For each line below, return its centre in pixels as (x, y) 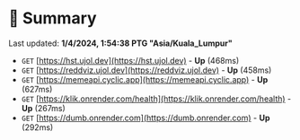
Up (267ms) (44, 108)
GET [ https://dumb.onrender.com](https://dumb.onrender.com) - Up (146, 118)
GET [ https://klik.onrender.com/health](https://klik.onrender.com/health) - (156, 99)
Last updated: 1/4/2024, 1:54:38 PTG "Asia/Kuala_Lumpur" (120, 43)
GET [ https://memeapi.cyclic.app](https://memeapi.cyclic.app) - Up (145, 79)
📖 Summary (53, 18)
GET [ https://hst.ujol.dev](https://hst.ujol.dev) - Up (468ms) (130, 60)
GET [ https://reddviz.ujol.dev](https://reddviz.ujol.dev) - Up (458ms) (146, 70)
